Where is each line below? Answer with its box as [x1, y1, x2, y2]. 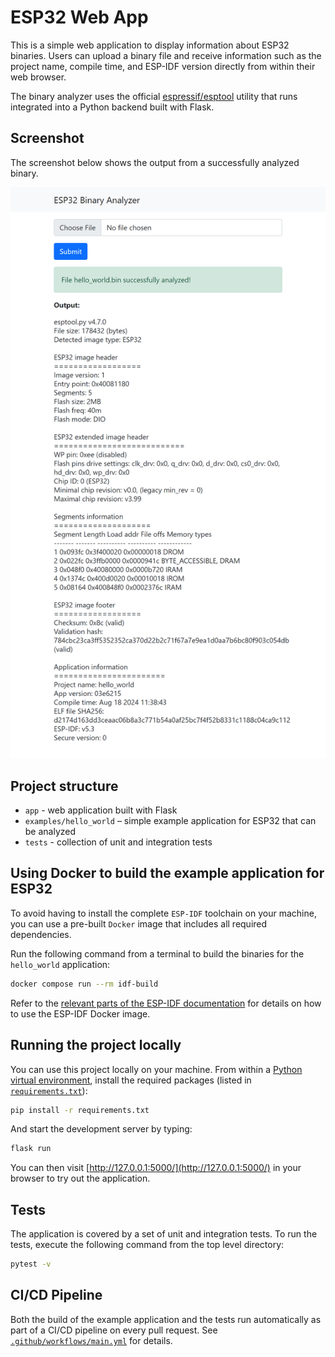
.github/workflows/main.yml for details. [10, 1334, 173, 1346]
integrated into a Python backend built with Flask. [10, 101, 215, 113]
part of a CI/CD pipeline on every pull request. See [10, 1324, 218, 1336]
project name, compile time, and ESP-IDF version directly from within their [10, 60, 316, 72]
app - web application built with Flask [24, 804, 178, 816]
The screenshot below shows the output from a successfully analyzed [10, 156, 300, 168]
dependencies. [10, 928, 72, 940]
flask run [10, 1144, 52, 1154]
